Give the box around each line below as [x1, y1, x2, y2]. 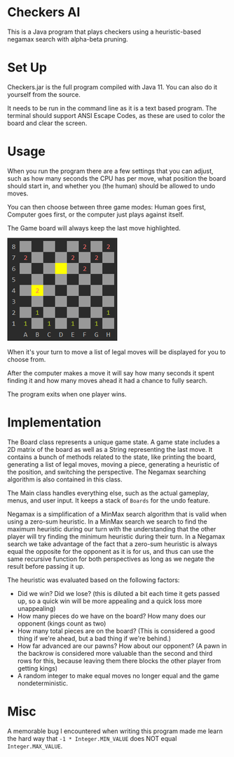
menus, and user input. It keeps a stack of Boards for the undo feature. [7, 496, 210, 505]
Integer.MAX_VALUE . [7, 742, 63, 750]
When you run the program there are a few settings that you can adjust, [7, 167, 214, 175]
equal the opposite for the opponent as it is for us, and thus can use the [7, 547, 214, 555]
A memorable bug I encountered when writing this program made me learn [7, 727, 223, 735]
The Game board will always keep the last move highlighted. [7, 224, 181, 232]
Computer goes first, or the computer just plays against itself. [7, 210, 184, 219]
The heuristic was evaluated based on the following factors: [7, 576, 180, 584]
